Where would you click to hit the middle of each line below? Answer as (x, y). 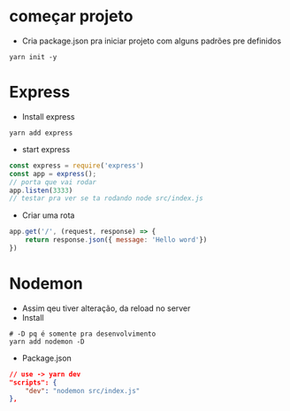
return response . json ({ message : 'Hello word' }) (116, 240)
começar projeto (71, 16)
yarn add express (41, 133)
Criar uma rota (48, 215)
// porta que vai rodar (53, 182)
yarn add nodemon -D (47, 341)
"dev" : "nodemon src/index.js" (83, 391)
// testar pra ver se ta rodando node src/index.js (106, 198)
